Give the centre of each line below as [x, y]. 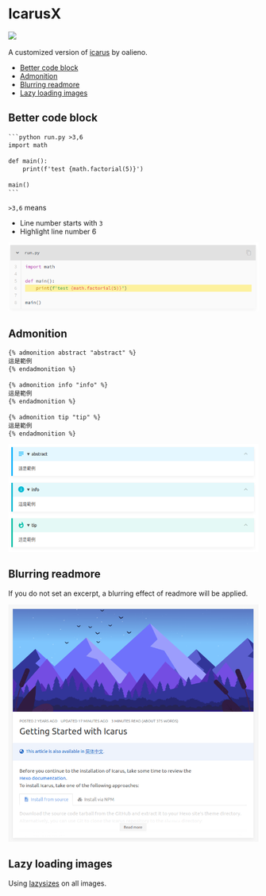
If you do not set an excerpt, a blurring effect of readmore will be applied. [128, 593]
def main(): [28, 161]
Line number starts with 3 [61, 222]
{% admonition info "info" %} [58, 385]
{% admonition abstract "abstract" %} [72, 353]
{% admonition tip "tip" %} [55, 418]
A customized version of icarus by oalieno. [78, 52]
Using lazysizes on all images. [58, 883]
